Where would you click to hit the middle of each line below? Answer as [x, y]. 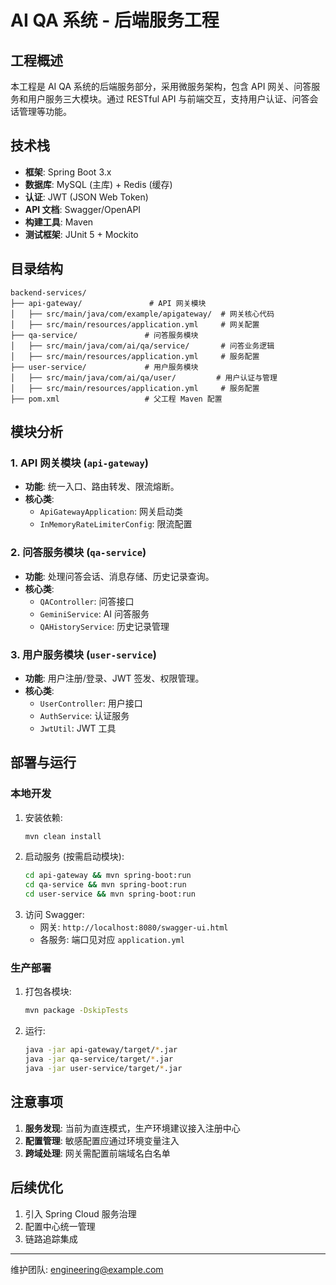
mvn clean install [63, 836]
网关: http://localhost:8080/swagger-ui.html [134, 927]
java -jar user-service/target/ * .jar [103, 1069]
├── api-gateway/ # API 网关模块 [108, 303]
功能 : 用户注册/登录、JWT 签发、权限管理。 [114, 678]
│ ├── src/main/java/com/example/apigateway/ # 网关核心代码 [142, 314]
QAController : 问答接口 [87, 601]
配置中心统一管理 [60, 1226]
